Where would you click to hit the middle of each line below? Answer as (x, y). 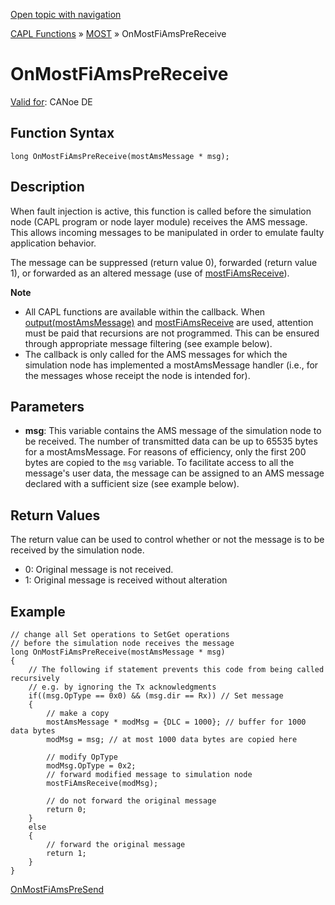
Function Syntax (62, 133)
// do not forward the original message (131, 801)
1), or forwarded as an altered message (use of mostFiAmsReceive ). (150, 273)
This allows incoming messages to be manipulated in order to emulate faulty (167, 232)
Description (47, 187)
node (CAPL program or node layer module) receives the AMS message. (159, 221)
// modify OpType (82, 757)
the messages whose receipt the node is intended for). (137, 375)
